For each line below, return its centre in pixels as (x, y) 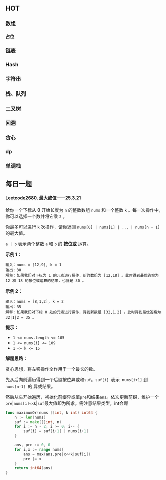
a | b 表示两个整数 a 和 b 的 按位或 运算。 (48, 244)
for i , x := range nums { (39, 449)
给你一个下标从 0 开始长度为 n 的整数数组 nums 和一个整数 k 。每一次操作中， (84, 210)
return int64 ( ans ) (33, 468)
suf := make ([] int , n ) (38, 422)
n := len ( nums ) (30, 417)
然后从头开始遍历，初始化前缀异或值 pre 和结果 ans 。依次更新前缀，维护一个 (82, 397)
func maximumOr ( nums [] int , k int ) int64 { (51, 412)
